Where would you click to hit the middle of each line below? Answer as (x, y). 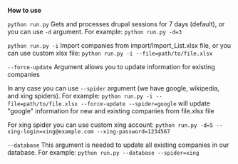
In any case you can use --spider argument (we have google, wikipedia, (113, 88)
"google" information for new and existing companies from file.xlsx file (111, 111)
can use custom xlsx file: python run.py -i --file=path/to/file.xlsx (110, 53)
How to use (24, 10)
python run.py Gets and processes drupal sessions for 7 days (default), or (116, 24)
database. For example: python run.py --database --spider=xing (103, 152)
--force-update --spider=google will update (145, 103)
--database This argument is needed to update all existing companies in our (118, 145)
